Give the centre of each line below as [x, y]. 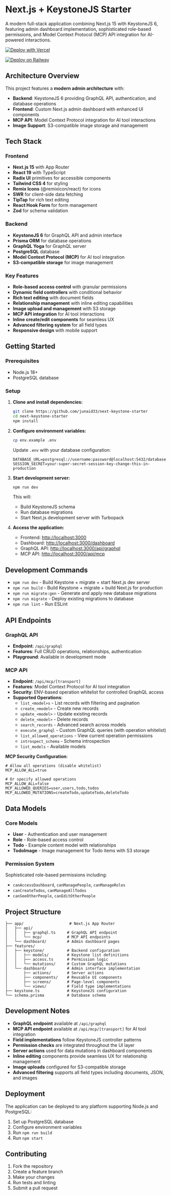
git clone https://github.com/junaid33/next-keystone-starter [80, 412]
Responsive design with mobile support [55, 330]
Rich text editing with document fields [53, 298]
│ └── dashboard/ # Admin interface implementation [73, 968]
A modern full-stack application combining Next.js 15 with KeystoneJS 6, [82, 24]
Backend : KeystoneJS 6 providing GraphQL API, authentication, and [84, 98]
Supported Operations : [38, 698]
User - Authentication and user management [60, 834]
